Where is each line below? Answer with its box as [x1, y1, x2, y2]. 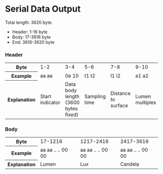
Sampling [84, 93, 106, 100]
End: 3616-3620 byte [12, 39, 55, 45]
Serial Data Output [5, 3, 81, 15]
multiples [135, 99, 156, 105]
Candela [120, 160, 140, 167]
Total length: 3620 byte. [5, 19, 53, 25]
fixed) [65, 111, 79, 118]
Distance [110, 90, 131, 97]
